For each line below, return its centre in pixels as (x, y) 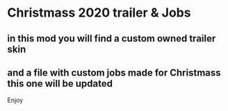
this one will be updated (60, 84)
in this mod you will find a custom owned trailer (112, 39)
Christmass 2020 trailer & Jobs (99, 13)
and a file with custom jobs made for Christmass (114, 72)
